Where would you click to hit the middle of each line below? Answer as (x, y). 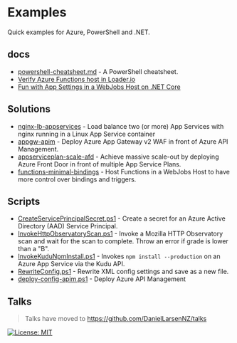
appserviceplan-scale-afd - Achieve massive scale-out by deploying (118, 157)
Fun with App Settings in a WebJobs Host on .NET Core (99, 87)
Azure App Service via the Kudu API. (71, 264)
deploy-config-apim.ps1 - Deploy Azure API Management (102, 279)
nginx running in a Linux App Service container (86, 134)
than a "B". (33, 249)
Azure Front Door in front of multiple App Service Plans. (99, 164)
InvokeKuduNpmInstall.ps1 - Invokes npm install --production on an (119, 256)
